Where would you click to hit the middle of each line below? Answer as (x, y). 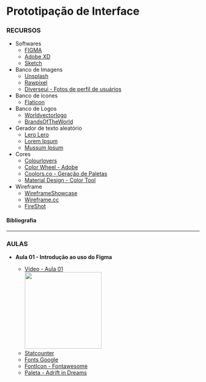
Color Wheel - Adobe (51, 167)
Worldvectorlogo (46, 115)
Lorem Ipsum (41, 141)
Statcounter (39, 353)
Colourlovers (40, 161)
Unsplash (36, 76)
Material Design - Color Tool (60, 180)
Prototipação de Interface (73, 11)
